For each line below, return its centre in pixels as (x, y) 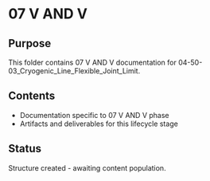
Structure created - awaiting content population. (87, 167)
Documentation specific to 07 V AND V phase (94, 115)
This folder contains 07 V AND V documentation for (93, 62)
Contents (32, 96)
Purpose (30, 43)
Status (25, 149)
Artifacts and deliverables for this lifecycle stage (99, 124)
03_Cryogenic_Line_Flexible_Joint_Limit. (74, 71)
